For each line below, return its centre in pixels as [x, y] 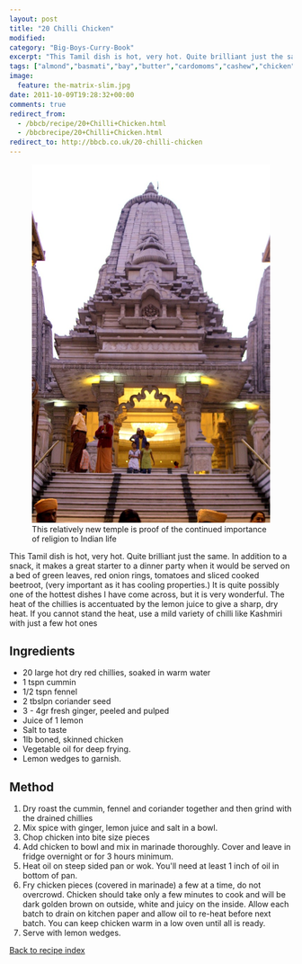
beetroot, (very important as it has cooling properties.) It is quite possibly [145, 585]
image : [22, 76]
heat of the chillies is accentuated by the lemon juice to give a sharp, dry [144, 603]
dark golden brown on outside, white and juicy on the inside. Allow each [155, 905]
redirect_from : [38, 114]
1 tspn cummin [49, 683]
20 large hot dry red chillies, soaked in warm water [116, 673]
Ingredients [42, 651]
